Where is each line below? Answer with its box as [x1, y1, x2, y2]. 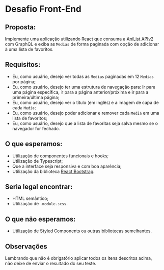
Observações [5, 242, 48, 250]
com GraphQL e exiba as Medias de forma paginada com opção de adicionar [5, 41, 160, 47]
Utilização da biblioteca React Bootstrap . [12, 168, 95, 174]
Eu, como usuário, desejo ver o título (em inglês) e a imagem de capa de [12, 99, 159, 105]
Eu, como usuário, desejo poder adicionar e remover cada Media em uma [12, 110, 160, 116]
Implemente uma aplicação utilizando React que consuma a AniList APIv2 [5, 36, 154, 42]
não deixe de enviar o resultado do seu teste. [5, 261, 97, 267]
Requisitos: [5, 60, 41, 69]
